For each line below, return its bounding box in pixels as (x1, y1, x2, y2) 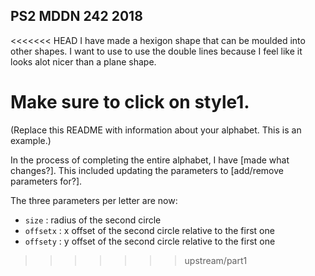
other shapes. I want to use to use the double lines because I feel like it (10, 45, 303, 57)
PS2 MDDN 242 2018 (10, 8, 143, 25)
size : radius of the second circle (24, 214, 162, 226)
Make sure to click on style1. (10, 91, 250, 113)
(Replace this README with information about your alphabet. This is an (10, 124, 302, 136)
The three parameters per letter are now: (10, 194, 178, 206)
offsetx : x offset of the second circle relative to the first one (24, 224, 275, 236)
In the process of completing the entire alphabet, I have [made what (10, 154, 290, 166)
